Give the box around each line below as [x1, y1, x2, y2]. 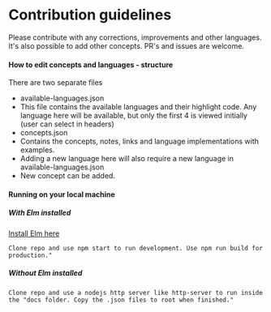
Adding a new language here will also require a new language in [19, 154, 234, 164]
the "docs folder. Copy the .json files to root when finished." [8, 296, 234, 304]
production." [8, 251, 53, 259]
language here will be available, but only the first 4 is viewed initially [19, 111, 247, 121]
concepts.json [19, 128, 68, 138]
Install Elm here [8, 229, 60, 238]
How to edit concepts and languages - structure [8, 59, 174, 70]
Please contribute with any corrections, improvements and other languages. [8, 32, 262, 42]
